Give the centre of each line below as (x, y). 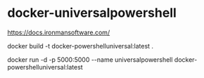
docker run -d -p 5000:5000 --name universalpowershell (90, 59)
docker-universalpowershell (92, 13)
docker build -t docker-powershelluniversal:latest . (80, 46)
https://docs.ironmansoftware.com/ (59, 32)
